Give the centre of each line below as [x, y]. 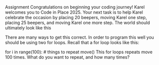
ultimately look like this [28, 28]
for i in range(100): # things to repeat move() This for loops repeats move [79, 52]
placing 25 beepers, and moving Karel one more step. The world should [78, 22]
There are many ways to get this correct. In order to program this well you [80, 37]
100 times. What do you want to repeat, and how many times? [67, 57]
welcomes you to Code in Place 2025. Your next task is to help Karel [74, 12]
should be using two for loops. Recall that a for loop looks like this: [72, 43]
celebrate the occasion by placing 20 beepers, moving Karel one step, [76, 17]
